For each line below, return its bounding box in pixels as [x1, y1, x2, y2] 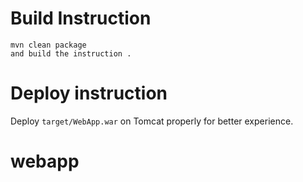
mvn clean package [10, 40, 87, 50]
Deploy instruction [10, 82, 168, 105]
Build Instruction [10, 7, 152, 30]
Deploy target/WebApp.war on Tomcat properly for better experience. [10, 115, 294, 127]
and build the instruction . [10, 48, 132, 59]
